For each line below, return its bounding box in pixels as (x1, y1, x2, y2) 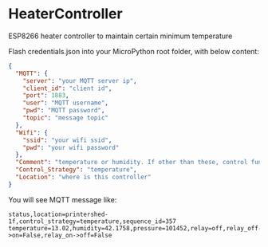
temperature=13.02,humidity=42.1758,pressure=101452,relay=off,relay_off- (8, 224, 262, 232)
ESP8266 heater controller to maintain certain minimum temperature (8, 31, 233, 41)
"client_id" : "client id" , (22, 84, 112, 92)
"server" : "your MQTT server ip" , (22, 76, 137, 84)
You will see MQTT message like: (8, 194, 117, 204)
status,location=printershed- (8, 210, 109, 218)
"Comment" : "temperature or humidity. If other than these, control (15, 159, 248, 167)
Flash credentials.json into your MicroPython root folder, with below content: (8, 46, 259, 56)
